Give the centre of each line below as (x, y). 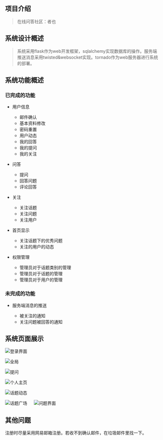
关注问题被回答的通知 (41, 322)
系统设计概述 (24, 38)
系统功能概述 (24, 80)
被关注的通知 (32, 316)
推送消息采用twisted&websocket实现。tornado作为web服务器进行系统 (87, 57)
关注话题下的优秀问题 (41, 241)
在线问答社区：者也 (36, 22)
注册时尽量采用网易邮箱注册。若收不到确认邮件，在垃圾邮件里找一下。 (76, 433)
